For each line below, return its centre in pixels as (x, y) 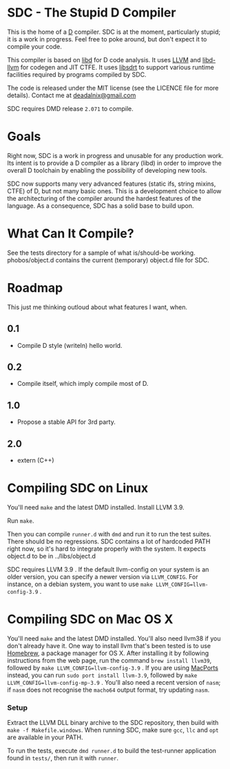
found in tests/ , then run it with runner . (63, 758)
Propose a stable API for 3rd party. (66, 422)
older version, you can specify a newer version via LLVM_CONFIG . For (103, 576)
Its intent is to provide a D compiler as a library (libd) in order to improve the (114, 163)
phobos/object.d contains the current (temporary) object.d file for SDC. (108, 260)
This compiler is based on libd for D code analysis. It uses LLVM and (104, 59)
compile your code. (34, 46)
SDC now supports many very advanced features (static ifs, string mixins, (112, 184)
